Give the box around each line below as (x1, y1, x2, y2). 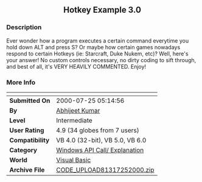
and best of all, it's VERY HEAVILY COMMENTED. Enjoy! (6, 63, 147, 70)
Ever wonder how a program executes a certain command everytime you (6, 37, 189, 44)
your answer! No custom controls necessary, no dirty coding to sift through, (6, 56, 197, 63)
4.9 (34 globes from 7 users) (56, 126, 140, 135)
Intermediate (56, 116, 92, 124)
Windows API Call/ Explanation (56, 145, 144, 154)
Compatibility (9, 136, 50, 144)
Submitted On (9, 96, 50, 105)
